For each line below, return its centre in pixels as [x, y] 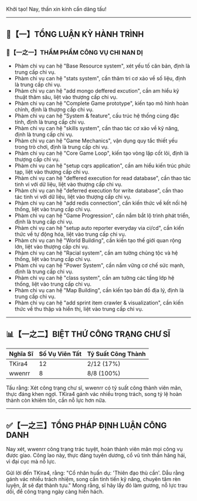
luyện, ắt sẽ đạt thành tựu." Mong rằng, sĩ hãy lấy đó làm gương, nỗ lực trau [97, 485]
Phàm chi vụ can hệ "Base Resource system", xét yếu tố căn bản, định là [102, 66]
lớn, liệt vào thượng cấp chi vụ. [52, 246]
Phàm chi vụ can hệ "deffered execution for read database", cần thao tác [103, 178]
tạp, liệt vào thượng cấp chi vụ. [52, 172]
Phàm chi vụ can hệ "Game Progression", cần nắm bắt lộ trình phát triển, [102, 215]
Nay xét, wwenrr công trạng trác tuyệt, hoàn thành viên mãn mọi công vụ [94, 449]
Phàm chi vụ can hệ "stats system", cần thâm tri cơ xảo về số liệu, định [100, 78]
